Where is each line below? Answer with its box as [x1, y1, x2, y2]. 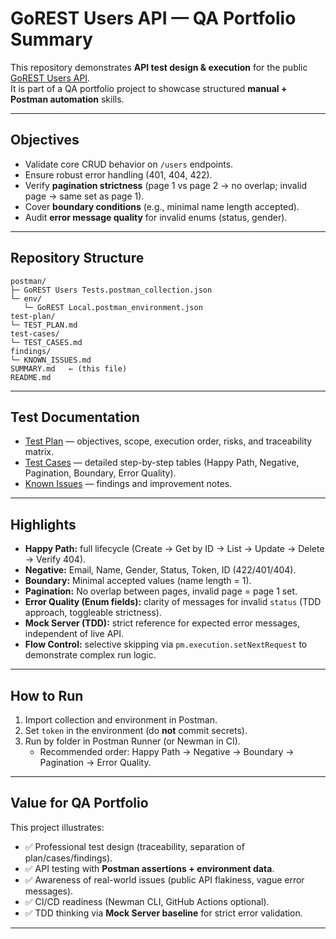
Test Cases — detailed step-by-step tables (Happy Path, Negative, [24, 457, 300, 469]
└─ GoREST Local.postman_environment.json [23, 302, 203, 312]
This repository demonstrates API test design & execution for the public [10, 61, 308, 73]
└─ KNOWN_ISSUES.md [10, 355, 92, 365]
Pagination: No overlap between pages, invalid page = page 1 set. [24, 585, 298, 597]
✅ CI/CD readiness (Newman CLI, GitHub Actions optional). [24, 895, 270, 907]
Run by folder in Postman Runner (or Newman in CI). [24, 735, 241, 747]
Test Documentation [10, 408, 140, 426]
